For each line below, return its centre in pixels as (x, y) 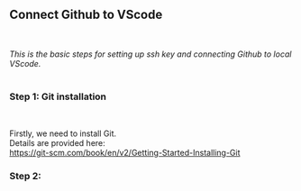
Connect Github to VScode (86, 15)
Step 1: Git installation (58, 96)
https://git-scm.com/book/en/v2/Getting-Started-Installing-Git (125, 153)
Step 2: (26, 177)
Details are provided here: (57, 143)
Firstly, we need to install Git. (63, 133)
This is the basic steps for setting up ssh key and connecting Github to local (150, 54)
